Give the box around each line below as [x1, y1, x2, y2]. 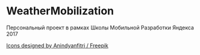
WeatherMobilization [6, 4, 114, 18]
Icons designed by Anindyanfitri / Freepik [6, 42, 108, 49]
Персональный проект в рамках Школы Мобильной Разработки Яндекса [6, 24, 195, 31]
